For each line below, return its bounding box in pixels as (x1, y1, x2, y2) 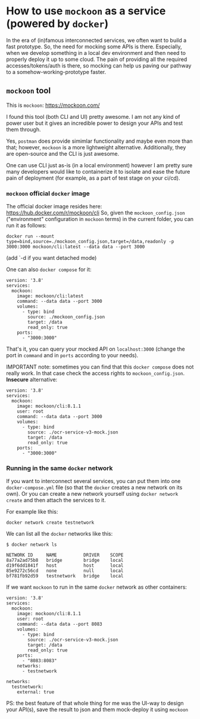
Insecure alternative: (6, 376, 58, 383)
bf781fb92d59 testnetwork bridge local (6, 573, 124, 579)
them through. (6, 125, 41, 133)
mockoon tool (6, 85, 51, 96)
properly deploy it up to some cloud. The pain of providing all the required (6, 56, 187, 63)
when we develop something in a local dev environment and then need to (6, 49, 186, 56)
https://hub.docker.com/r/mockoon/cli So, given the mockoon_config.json (6, 209, 186, 216)
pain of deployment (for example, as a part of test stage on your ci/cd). (6, 174, 180, 182)
